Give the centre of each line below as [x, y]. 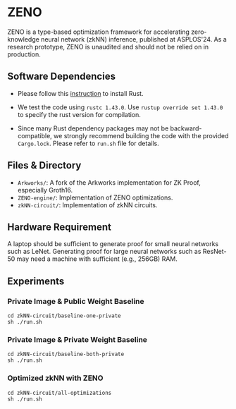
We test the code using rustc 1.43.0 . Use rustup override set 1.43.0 [120, 107]
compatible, [35, 135]
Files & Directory [44, 165]
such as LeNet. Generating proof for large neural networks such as [104, 252]
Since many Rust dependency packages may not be [93, 128]
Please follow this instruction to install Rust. [80, 93]
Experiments [36, 281]
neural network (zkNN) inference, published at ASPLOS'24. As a [134, 39]
